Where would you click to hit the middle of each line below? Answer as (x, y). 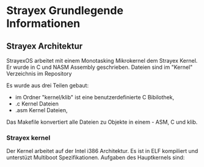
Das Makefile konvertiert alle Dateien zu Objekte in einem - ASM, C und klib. (102, 122)
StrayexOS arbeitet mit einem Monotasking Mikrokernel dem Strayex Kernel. (102, 61)
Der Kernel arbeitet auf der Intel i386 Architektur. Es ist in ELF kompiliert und (102, 151)
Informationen (43, 23)
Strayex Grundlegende (65, 11)
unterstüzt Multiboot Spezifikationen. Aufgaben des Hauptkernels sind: (96, 158)
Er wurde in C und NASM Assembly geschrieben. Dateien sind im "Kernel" (100, 67)
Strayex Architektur (45, 46)
